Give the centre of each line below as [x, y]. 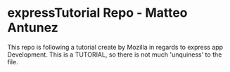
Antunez [33, 28]
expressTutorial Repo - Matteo [97, 13]
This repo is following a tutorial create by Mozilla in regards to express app [115, 47]
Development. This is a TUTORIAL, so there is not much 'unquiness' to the [115, 55]
